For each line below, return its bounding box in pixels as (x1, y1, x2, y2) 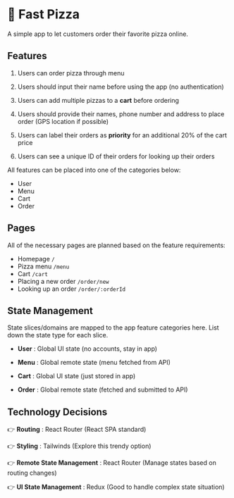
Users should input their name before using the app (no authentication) (17, 82, 224, 91)
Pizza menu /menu (17, 262, 70, 270)
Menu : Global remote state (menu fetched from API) (17, 359, 171, 367)
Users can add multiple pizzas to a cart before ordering (17, 96, 180, 104)
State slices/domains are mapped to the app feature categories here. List (7, 323, 220, 332)
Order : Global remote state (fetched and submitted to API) (17, 385, 188, 394)
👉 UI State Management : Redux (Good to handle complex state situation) (7, 483, 225, 492)
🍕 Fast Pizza (7, 6, 80, 23)
